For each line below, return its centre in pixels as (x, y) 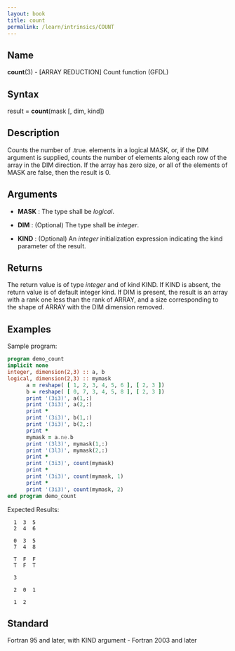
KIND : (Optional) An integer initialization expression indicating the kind (120, 239)
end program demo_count (42, 496)
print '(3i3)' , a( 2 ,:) (59, 405)
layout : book (26, 14)
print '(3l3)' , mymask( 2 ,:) (67, 450)
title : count (26, 20)
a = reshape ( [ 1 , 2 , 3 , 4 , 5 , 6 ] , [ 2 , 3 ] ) (95, 385)
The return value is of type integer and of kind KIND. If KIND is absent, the (114, 285)
